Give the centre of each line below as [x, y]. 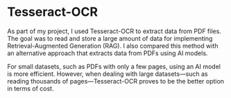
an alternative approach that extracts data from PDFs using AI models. [108, 53]
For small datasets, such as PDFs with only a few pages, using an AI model [114, 66]
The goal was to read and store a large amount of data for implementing [110, 38]
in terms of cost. [31, 88]
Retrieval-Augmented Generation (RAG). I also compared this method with [113, 46]
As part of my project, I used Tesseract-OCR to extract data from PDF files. [114, 31]
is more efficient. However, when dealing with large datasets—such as [108, 74]
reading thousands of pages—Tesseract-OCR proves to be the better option [115, 81]
